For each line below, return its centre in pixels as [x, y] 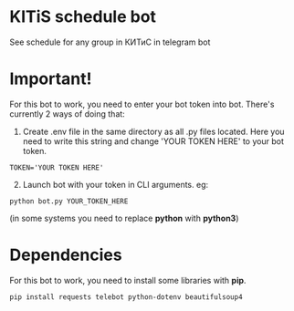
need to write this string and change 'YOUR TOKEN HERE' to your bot [153, 141]
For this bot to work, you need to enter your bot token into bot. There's [142, 104]
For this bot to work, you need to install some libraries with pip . [128, 280]
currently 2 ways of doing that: [67, 114]
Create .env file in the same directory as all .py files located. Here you [153, 131]
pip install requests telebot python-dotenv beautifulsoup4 [126, 297]
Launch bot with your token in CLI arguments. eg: [115, 184]
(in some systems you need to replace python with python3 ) [124, 218]
